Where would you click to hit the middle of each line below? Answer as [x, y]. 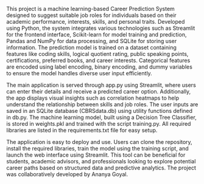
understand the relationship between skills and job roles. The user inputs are [102, 104]
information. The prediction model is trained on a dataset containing [91, 47]
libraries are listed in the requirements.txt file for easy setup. [82, 130]
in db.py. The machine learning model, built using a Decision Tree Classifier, [101, 117]
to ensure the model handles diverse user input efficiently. [79, 73]
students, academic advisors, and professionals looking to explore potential [101, 161]
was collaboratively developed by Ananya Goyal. [67, 174]
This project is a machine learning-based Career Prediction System [90, 9]
